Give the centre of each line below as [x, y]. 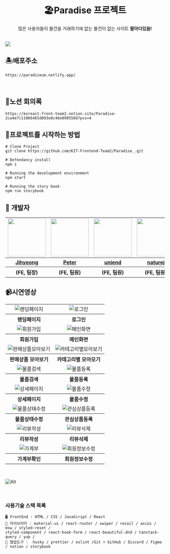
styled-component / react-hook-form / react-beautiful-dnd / [71, 532]
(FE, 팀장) [27, 273]
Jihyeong [27, 263]
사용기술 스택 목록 [26, 505]
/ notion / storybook [28, 547]
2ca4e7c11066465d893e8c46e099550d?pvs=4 [49, 118]
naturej [156, 263]
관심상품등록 [79, 419]
